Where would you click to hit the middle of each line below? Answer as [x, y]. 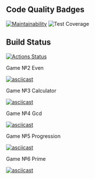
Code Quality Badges [45, 10]
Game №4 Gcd [24, 113]
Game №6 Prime [26, 158]
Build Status [29, 43]
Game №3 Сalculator [31, 90]
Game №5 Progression [34, 136]
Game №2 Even [25, 67]
